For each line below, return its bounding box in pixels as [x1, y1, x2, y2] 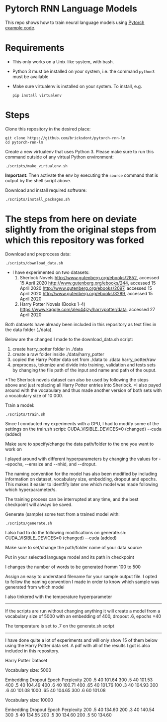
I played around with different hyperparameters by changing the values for [5, 456, 158, 462]
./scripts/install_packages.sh [5, 197, 70, 202]
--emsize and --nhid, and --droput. [24, 461, 97, 467]
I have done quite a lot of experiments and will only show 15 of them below [5, 637, 158, 643]
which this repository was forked [5, 235, 144, 245]
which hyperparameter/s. [5, 486, 57, 492]
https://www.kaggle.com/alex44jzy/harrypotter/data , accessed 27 [19, 306, 156, 312]
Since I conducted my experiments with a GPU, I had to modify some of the [5, 420, 159, 426]
